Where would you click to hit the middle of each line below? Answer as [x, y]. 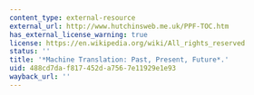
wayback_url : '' [40, 77]
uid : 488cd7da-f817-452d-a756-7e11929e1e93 [93, 69]
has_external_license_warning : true [78, 34]
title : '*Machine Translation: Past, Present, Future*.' [119, 60]
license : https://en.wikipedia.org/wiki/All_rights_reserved [127, 43]
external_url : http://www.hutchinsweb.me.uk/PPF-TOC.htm [119, 26]
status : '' [30, 52]
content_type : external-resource [73, 18]
